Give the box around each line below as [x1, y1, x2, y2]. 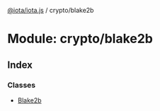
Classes [7, 80, 36, 90]
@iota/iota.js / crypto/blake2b [7, 6, 94, 14]
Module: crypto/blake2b [7, 31, 154, 47]
